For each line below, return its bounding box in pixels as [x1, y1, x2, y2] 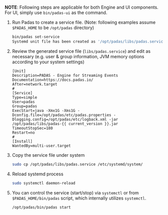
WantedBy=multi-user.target [12, 143, 71, 148]
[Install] [12, 139, 33, 144]
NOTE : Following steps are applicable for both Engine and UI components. [5, 5, 159, 10]
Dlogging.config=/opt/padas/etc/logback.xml [12, 117, 107, 122]
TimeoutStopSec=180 [12, 126, 53, 131]
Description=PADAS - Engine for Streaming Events [12, 73, 119, 78]
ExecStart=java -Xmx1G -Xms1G [12, 108, 76, 113]
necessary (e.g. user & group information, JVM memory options [12, 53, 144, 59]
